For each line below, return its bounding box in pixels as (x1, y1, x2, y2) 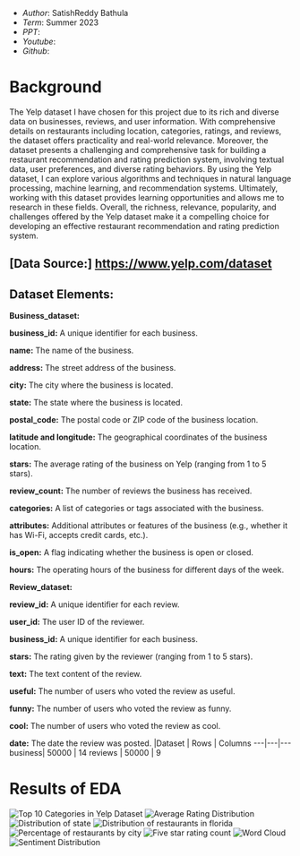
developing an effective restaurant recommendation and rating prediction (9, 220, 279, 231)
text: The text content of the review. (9, 669, 142, 680)
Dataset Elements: (9, 287, 115, 302)
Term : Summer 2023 (21, 17, 99, 28)
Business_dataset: (9, 311, 81, 321)
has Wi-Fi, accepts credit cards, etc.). (9, 530, 149, 541)
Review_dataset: (9, 582, 73, 593)
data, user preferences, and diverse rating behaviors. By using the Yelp (9, 163, 271, 174)
